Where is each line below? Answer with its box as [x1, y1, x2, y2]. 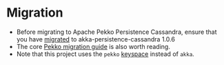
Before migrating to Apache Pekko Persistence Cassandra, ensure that [16, 28, 218, 36]
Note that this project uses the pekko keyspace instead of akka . [16, 50, 194, 58]
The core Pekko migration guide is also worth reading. [16, 42, 170, 50]
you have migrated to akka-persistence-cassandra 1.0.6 [16, 35, 175, 43]
